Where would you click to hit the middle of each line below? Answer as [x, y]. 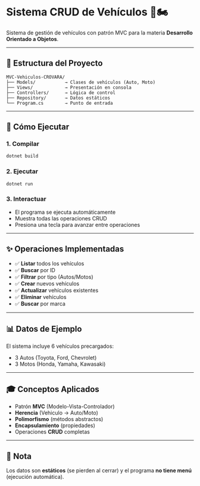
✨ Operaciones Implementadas [65, 249]
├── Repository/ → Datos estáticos [58, 98]
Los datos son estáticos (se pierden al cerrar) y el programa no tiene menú [99, 471]
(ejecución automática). [35, 477]
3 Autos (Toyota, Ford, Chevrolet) [56, 358]
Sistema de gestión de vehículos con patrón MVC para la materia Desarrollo [100, 32]
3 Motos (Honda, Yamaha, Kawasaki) [60, 364]
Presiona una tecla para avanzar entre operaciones [77, 225]
